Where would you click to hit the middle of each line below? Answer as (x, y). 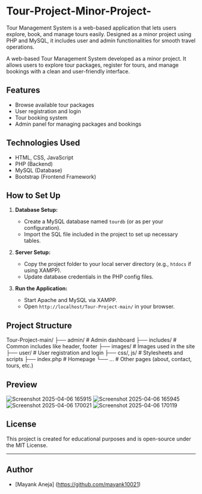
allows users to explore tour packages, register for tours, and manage (93, 65)
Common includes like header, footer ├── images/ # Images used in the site (101, 347)
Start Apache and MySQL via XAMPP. (70, 300)
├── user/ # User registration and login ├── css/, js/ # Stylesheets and (95, 353)
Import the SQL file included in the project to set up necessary (101, 234)
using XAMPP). (43, 270)
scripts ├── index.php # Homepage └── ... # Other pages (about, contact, (99, 359)
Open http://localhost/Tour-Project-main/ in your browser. (99, 307)
